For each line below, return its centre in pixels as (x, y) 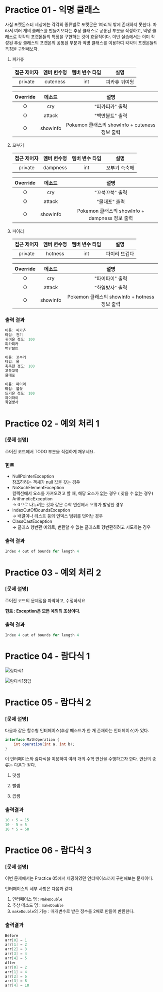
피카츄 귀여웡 (120, 82)
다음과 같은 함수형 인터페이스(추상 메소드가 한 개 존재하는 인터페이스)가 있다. (77, 731)
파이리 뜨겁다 (120, 254)
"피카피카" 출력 (111, 106)
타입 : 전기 (14, 335)
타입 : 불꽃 (14, 389)
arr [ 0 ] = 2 (16, 967)
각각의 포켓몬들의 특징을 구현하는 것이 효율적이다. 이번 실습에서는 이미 (84, 37)
